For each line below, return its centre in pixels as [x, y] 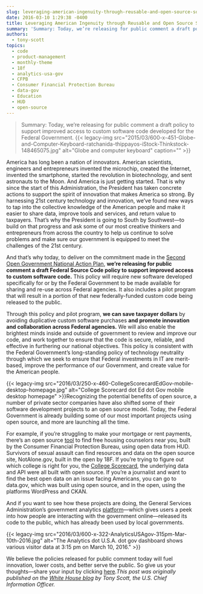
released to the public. [34, 302]
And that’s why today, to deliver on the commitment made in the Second [96, 257]
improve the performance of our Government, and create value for [107, 365]
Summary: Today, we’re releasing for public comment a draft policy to [108, 124]
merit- [182, 359]
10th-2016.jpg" [24, 540]
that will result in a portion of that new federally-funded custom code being [100, 295]
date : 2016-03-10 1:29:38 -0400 [47, 18]
